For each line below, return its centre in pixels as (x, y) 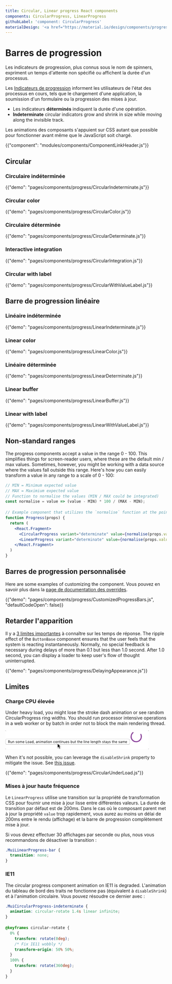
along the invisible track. (39, 120)
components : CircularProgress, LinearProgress (56, 16)
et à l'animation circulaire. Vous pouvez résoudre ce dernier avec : (75, 896)
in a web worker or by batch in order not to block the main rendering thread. (85, 723)
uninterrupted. (20, 661)
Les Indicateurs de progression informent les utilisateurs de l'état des (78, 88)
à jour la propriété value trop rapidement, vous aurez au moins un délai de (83, 814)
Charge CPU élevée (30, 701)
